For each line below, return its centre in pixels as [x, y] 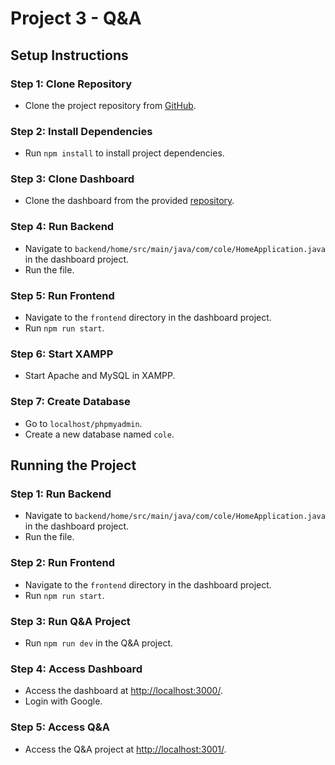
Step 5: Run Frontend [62, 295]
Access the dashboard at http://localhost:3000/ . [123, 691]
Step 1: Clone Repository [71, 84]
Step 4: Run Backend [62, 227]
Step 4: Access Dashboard [76, 669]
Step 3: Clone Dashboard [72, 179]
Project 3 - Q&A [76, 18]
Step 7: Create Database [70, 402]
